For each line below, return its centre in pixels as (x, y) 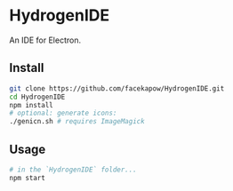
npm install (31, 105)
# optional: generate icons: (63, 113)
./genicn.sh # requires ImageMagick (77, 122)
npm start (28, 178)
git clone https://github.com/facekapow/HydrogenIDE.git (117, 88)
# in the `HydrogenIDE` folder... (73, 170)
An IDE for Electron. (45, 40)
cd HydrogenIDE (37, 97)
